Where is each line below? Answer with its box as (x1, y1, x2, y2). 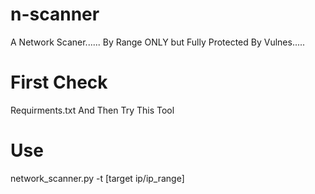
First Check (10, 71, 108, 94)
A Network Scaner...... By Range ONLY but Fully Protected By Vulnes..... (10, 36, 306, 48)
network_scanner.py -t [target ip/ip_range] (10, 172, 185, 184)
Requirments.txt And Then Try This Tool (10, 104, 175, 116)
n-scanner (10, 3, 100, 26)
